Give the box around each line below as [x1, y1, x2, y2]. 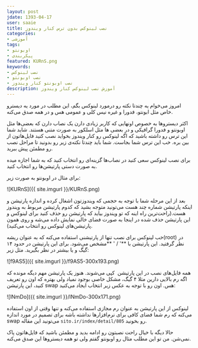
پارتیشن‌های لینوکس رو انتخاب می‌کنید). [7, 222, 93, 229]
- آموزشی [7, 36, 28, 42]
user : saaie [7, 20, 36, 25]
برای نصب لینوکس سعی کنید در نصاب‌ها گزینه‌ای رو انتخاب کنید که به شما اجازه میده [7, 156, 191, 163]
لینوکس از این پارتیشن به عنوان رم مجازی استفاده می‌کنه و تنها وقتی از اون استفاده [7, 304, 189, 311]
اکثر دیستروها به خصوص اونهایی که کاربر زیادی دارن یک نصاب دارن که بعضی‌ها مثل [7, 120, 189, 127]
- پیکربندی [7, 53, 34, 59]
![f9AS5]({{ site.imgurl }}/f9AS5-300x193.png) [7, 257, 120, 265]
